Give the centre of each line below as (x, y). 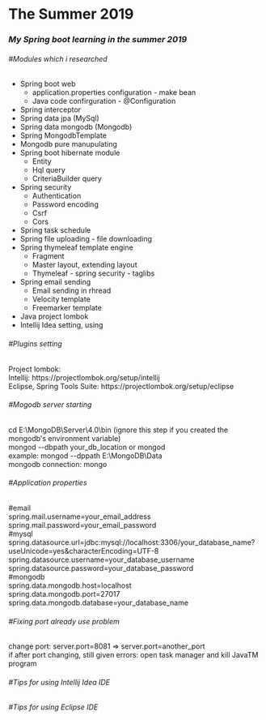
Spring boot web (48, 84)
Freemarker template (67, 308)
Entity (42, 161)
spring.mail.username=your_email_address (80, 516)
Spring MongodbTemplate (63, 135)
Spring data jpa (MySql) (59, 118)
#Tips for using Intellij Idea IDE (59, 682)
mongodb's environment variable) (65, 438)
